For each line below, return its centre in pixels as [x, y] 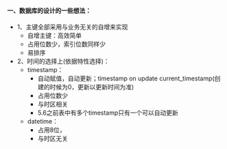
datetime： [43, 122]
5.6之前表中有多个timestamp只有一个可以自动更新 [108, 113]
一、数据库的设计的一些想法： [49, 10]
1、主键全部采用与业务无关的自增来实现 [72, 27]
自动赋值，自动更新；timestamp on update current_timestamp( [126, 78]
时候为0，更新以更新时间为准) [92, 87]
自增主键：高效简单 [55, 36]
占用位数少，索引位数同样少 [67, 44]
